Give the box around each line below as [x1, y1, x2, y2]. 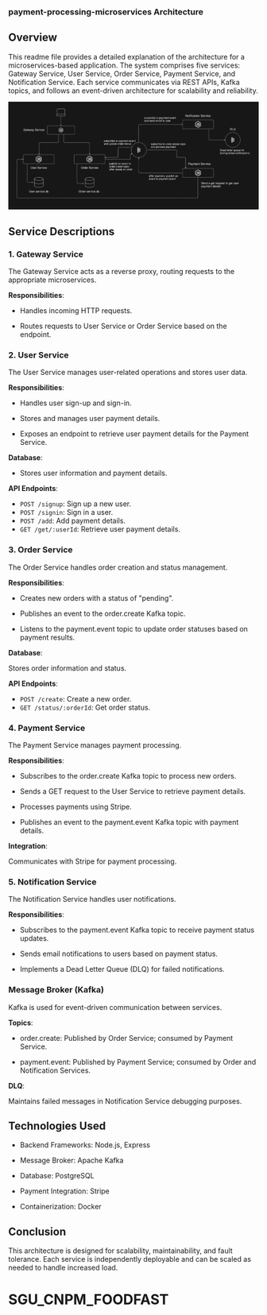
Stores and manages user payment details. [19, 414, 161, 424]
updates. [19, 934, 49, 943]
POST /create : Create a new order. [19, 694, 132, 703]
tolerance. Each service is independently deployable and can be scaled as [8, 1255, 252, 1264]
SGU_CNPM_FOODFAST [8, 1290, 169, 1309]
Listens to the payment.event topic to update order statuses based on [19, 624, 249, 633]
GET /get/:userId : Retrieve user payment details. [19, 524, 181, 534]
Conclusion [8, 1224, 67, 1238]
